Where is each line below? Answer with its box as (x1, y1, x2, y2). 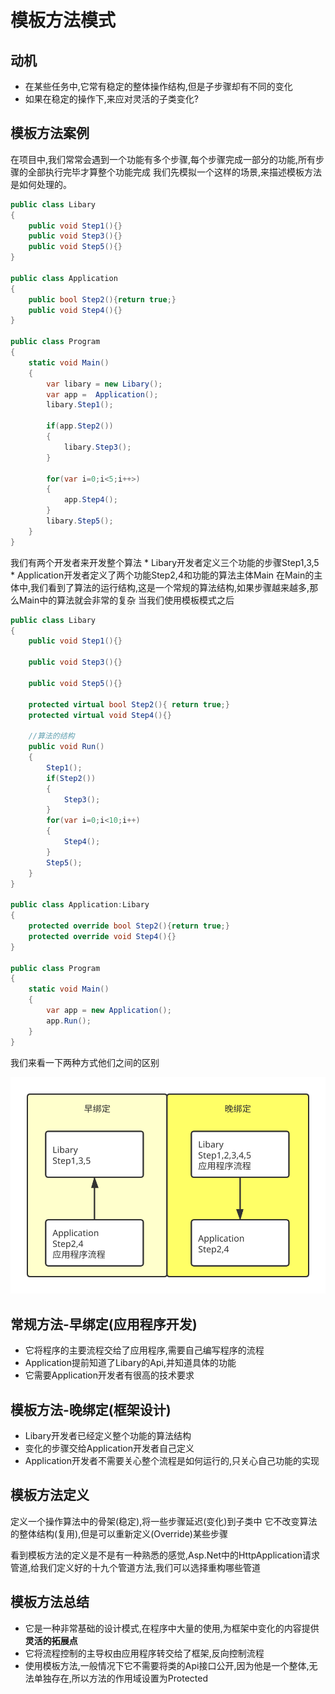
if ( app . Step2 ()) (46, 421, 114, 431)
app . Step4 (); (63, 495, 118, 505)
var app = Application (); (46, 389, 159, 400)
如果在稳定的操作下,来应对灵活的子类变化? (24, 93, 199, 105)
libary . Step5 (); (46, 516, 114, 526)
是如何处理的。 (10, 178, 72, 190)
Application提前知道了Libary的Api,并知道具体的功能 (24, 1357, 237, 1369)
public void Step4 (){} (28, 305, 123, 315)
